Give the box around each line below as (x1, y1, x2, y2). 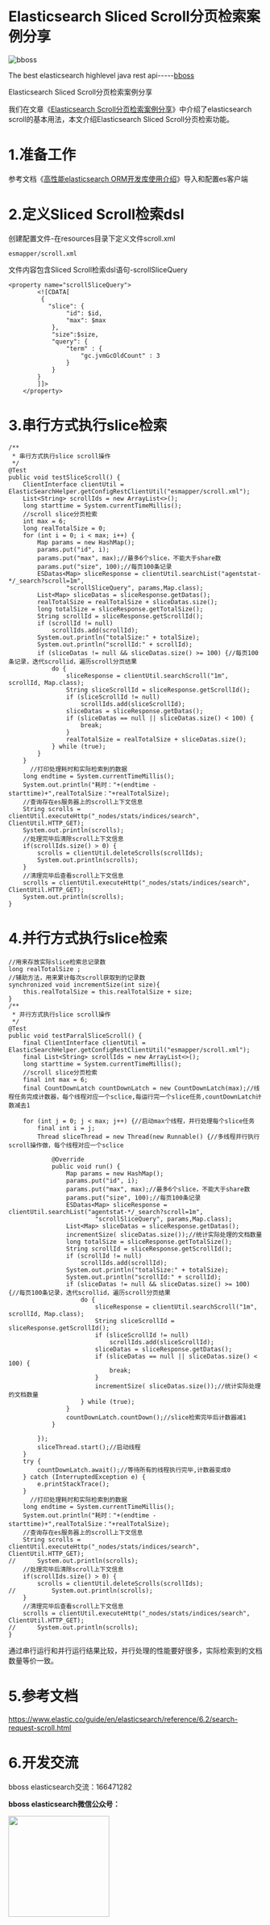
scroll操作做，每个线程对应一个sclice (8, 1141, 124, 1150)
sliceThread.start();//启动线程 (37, 1443, 141, 1451)
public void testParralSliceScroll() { (8, 1032, 143, 1040)
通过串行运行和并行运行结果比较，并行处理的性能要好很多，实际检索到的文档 (8, 1645, 263, 1655)
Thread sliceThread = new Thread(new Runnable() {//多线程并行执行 (37, 1133, 260, 1141)
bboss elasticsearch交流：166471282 (8, 1782, 133, 1792)
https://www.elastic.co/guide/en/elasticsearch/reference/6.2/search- (8, 1714, 239, 1724)
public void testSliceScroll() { (8, 473, 121, 481)
